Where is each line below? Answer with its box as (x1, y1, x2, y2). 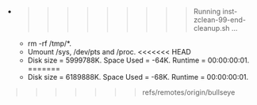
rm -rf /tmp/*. (27, 39, 71, 48)
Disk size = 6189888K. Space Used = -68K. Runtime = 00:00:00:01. (27, 73, 249, 81)
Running (193, 7, 221, 16)
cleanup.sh (193, 24, 230, 32)
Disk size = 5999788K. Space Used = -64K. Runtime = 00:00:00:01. (27, 55, 250, 65)
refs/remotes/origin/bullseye (142, 88, 236, 97)
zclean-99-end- (193, 15, 247, 24)
